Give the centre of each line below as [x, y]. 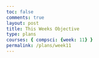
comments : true [25, 18]
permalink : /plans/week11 [39, 46]
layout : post [23, 23]
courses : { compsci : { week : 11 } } [50, 40]
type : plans [21, 34]
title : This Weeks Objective [43, 29]
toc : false [20, 12]
